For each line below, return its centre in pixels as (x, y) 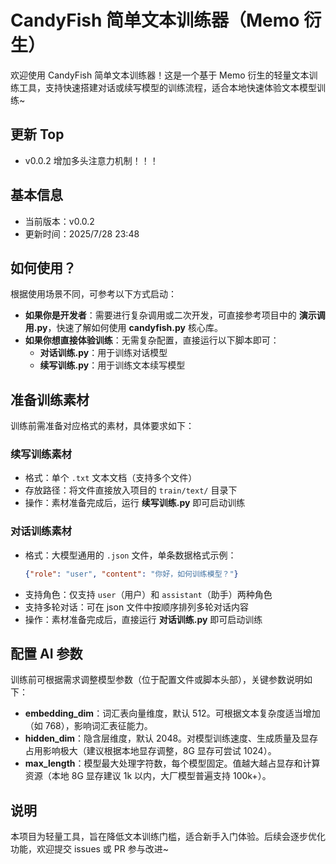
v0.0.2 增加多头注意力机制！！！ (91, 160)
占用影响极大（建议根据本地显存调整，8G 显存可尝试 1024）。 (150, 751)
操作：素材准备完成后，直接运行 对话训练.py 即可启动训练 (143, 619)
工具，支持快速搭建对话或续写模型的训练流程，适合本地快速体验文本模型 (167, 87)
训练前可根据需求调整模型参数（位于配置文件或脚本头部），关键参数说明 (157, 680)
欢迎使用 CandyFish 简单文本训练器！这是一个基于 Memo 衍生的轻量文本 (160, 75)
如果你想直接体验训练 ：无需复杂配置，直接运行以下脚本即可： (152, 340)
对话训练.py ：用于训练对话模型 (103, 353)
